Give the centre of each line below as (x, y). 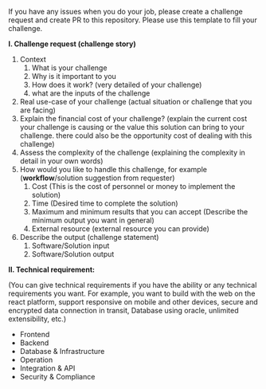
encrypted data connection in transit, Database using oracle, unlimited (123, 310)
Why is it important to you (74, 76)
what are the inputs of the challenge (91, 93)
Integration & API (47, 368)
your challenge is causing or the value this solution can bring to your (132, 127)
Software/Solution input (70, 246)
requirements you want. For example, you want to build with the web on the (132, 293)
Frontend (35, 334)
